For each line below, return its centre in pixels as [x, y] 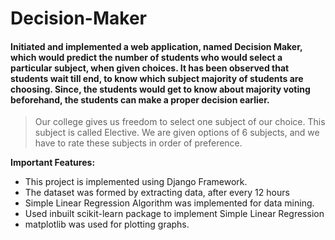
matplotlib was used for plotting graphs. [107, 224]
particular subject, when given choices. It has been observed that [150, 68]
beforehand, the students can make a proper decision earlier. [140, 99]
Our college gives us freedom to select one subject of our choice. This [180, 122]
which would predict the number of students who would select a [146, 57]
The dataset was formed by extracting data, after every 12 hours [157, 193]
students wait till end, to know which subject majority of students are [157, 78]
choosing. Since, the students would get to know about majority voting [160, 89]
